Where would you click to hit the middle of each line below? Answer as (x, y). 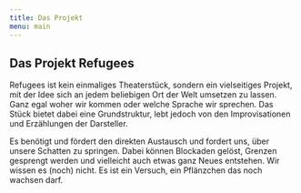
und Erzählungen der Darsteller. (69, 124)
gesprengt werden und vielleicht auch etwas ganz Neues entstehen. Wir (145, 161)
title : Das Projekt (46, 18)
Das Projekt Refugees (72, 63)
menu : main (30, 26)
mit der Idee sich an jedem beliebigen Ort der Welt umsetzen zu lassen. (143, 95)
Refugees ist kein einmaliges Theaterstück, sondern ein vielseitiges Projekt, (151, 85)
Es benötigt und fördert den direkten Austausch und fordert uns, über (140, 141)
